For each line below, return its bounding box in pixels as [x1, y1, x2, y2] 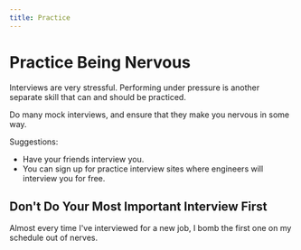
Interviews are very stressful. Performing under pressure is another [9, 82, 260, 93]
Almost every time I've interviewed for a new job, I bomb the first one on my [9, 223, 292, 234]
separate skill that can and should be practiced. [9, 91, 187, 102]
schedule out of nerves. [9, 232, 98, 244]
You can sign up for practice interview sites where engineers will [22, 163, 264, 174]
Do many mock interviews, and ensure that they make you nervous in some [9, 109, 290, 120]
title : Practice [9, 13, 71, 23]
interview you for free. [22, 172, 106, 183]
